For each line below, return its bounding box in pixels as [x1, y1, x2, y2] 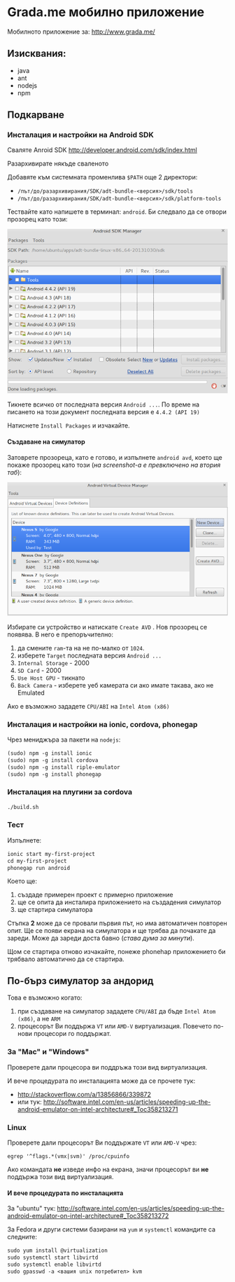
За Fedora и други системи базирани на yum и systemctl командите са [7, 1225, 215, 1234]
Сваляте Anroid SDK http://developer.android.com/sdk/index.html [7, 146, 197, 154]
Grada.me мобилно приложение [7, 4, 205, 20]
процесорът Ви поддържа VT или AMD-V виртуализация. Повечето [17, 1022, 212, 1030]
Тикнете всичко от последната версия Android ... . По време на [7, 400, 200, 409]
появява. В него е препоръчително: [7, 630, 114, 639]
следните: [7, 1233, 37, 1241]
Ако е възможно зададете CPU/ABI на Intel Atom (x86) [7, 702, 170, 710]
